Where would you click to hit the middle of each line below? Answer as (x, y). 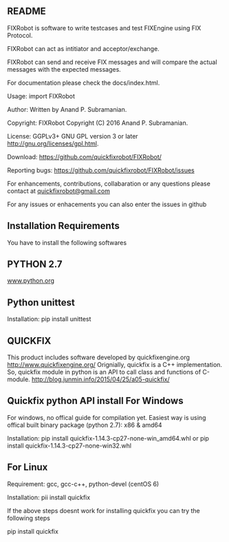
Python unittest (41, 302)
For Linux (28, 467)
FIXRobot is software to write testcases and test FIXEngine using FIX (104, 28)
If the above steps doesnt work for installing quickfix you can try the (104, 510)
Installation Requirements (64, 226)
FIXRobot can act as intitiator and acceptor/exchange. (83, 48)
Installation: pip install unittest (49, 319)
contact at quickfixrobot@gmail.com (58, 191)
